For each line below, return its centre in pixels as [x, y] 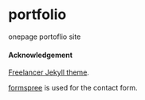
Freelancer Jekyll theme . [49, 72]
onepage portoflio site [45, 37]
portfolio [37, 15]
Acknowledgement [41, 55]
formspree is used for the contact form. [73, 88]
